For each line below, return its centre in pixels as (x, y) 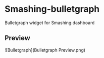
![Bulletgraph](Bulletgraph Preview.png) (45, 50)
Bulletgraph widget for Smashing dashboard (50, 23)
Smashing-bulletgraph (52, 9)
